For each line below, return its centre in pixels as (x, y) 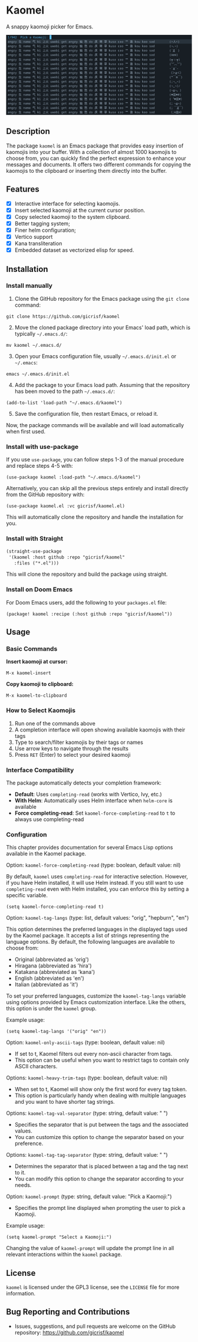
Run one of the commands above (55, 723)
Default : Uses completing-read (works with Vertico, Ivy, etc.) (88, 794)
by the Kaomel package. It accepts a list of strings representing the (88, 936)
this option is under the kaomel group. (52, 1009)
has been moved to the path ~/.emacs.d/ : (65, 391)
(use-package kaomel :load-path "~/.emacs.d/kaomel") (74, 478)
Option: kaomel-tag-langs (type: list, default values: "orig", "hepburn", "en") (98, 918)
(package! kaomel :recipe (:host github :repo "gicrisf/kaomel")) (89, 614)
